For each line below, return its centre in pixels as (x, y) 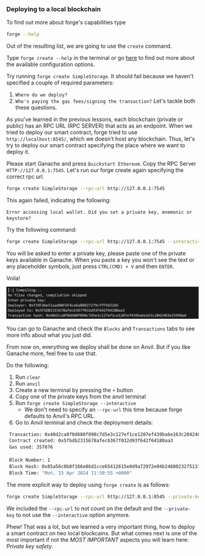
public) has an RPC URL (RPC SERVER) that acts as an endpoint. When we (99, 126)
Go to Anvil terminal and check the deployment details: (84, 422)
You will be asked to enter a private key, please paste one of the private (96, 253)
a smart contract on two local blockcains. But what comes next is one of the (102, 533)
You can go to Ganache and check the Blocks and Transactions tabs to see (101, 328)
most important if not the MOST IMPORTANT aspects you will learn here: (98, 540)
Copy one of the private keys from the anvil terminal (81, 397)
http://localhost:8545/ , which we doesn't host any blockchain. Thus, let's (101, 139)
